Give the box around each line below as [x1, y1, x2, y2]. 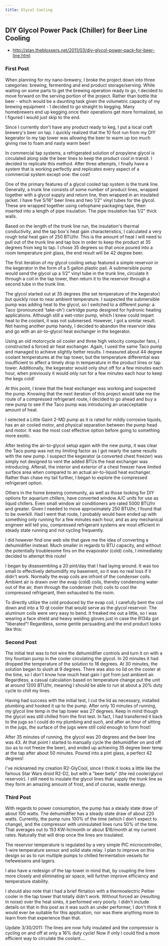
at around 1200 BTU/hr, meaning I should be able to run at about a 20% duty [5, 682, 163, 688]
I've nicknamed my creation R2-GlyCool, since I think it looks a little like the [5, 765, 160, 772]
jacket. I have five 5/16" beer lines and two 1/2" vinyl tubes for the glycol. [5, 197, 155, 203]
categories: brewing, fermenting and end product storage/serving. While [5, 82, 155, 88]
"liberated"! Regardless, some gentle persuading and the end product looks [5, 621, 161, 627]
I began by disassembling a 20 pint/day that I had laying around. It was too [5, 563, 159, 569]
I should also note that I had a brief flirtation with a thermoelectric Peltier [5, 888, 155, 894]
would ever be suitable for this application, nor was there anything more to [5, 910, 159, 916]
